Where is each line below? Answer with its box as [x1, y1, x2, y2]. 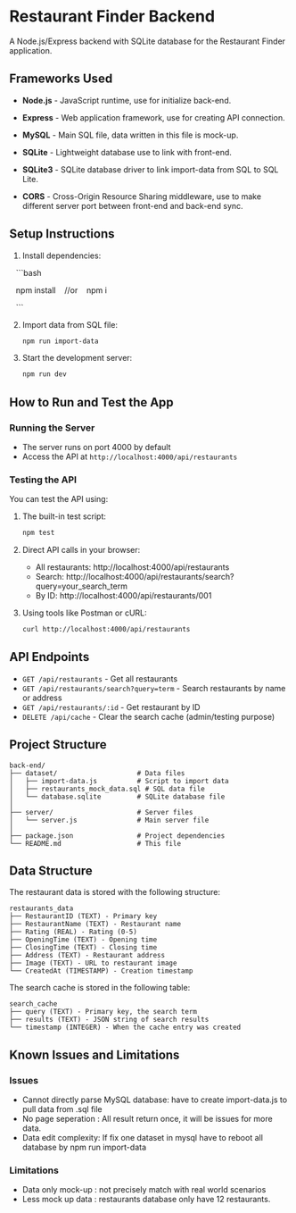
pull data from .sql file [21, 1104, 103, 1115]
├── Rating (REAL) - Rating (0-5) [9, 927, 138, 937]
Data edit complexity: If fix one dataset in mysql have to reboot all [21, 1133, 263, 1143]
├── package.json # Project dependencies [9, 831, 226, 841]
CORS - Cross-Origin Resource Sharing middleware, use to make [21, 190, 261, 202]
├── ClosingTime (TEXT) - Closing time [9, 943, 158, 952]
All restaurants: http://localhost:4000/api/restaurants [35, 562, 230, 573]
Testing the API [9, 473, 78, 486]
